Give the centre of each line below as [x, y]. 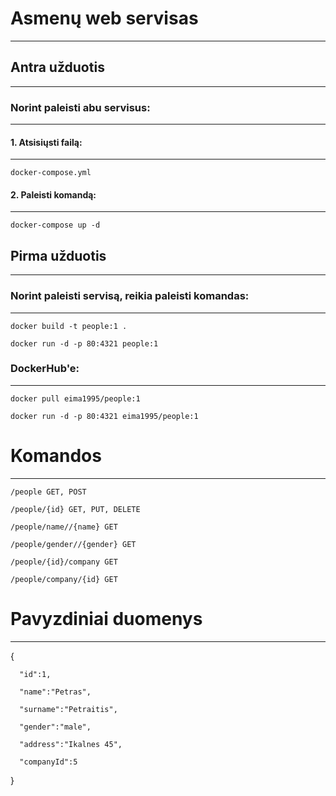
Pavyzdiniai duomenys [106, 618]
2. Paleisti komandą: [53, 194]
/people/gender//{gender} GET [73, 544]
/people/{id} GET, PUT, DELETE [75, 509]
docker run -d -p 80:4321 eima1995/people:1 [104, 416]
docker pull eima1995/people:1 [75, 398]
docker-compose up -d [55, 225]
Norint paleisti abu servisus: [80, 107]
